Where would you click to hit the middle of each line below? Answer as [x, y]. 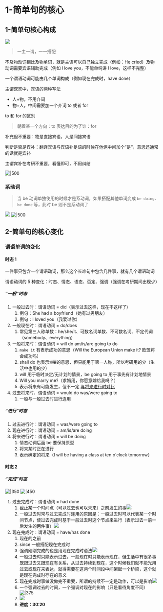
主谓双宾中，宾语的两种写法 [33, 89]
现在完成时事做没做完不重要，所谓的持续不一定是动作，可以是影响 [86, 581]
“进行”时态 [16, 411]
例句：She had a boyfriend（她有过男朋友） [63, 313]
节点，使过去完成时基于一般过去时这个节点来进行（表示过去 [84, 520]
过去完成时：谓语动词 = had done [46, 502]
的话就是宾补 [18, 153]
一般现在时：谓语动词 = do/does [44, 325]
